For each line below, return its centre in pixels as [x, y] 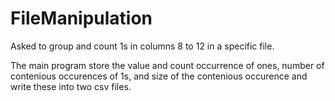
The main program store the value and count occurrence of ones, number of [167, 65]
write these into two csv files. [71, 86]
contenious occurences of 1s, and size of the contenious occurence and [159, 76]
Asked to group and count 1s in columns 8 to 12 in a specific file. [142, 46]
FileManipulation [81, 18]
